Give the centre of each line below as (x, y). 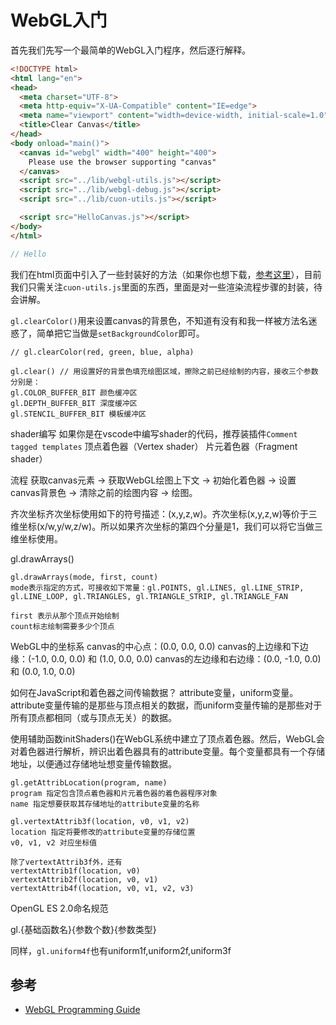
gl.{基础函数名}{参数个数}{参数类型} (83, 929)
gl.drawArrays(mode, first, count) (84, 577)
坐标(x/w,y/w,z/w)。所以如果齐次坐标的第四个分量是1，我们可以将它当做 (166, 526)
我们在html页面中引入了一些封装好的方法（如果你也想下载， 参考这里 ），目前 (166, 274)
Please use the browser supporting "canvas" (122, 162)
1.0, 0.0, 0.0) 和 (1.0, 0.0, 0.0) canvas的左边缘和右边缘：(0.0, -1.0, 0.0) (178, 658)
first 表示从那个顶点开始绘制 (65, 616)
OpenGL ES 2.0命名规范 (59, 908)
